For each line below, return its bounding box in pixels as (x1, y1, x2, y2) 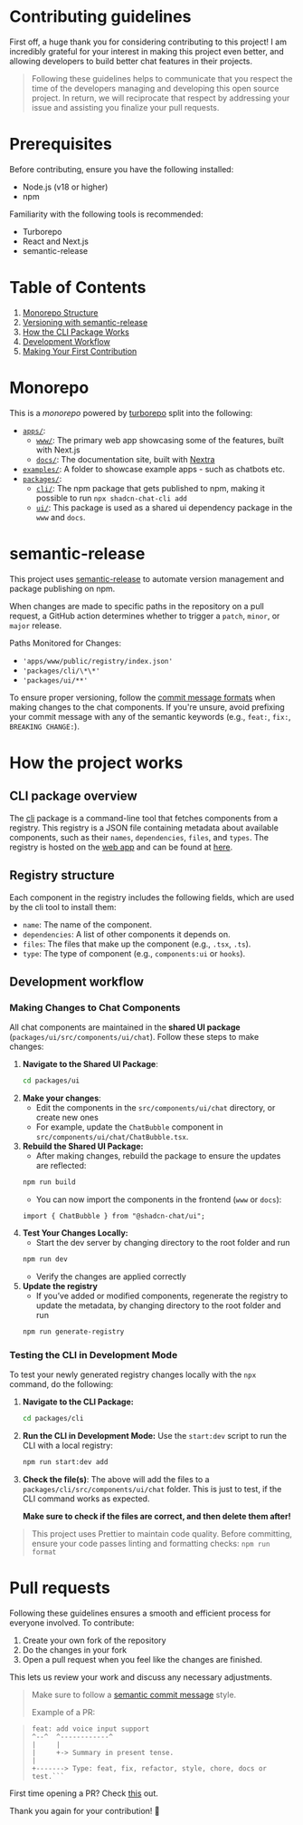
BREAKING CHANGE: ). (9, 721, 80, 732)
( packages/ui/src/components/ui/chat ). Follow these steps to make (9, 1032, 260, 1043)
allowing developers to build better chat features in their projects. (9, 55, 253, 66)
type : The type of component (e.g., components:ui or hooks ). (22, 947, 246, 958)
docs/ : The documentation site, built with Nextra (35, 453, 215, 464)
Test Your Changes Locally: (22, 1227, 128, 1238)
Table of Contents (9, 277, 147, 298)
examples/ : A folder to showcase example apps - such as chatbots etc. (22, 463, 286, 474)
